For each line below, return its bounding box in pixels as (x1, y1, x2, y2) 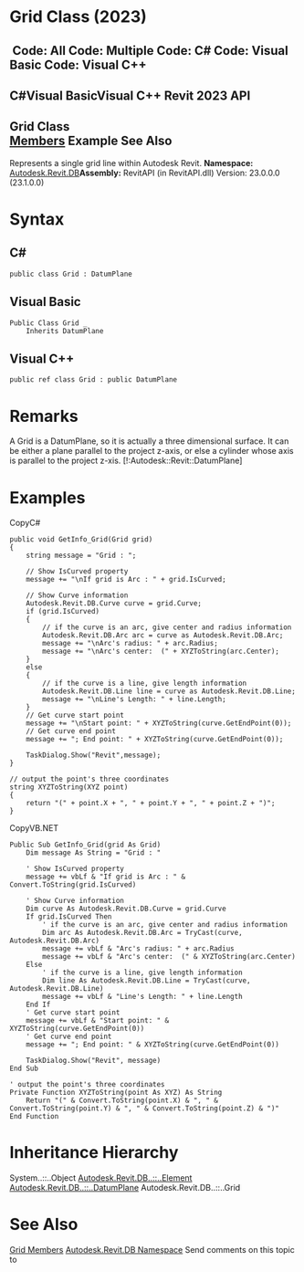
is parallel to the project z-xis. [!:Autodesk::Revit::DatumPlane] (9, 455, 243, 467)
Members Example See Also (9, 133, 173, 149)
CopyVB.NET (9, 823, 59, 834)
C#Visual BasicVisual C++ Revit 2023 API (9, 88, 251, 103)
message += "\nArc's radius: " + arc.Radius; (42, 639, 219, 648)
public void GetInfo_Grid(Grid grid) (9, 535, 153, 544)
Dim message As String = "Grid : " (26, 848, 162, 857)
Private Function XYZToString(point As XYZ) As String (9, 1088, 223, 1098)
